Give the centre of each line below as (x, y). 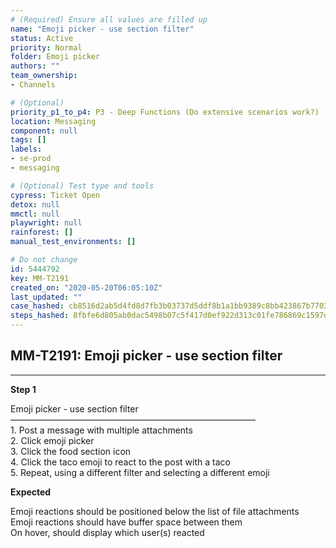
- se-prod (31, 159)
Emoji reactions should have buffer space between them (126, 522)
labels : (26, 149)
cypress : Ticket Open (55, 195)
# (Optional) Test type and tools (82, 186)
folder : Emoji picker (55, 57)
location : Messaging (53, 121)
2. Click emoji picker (52, 440)
